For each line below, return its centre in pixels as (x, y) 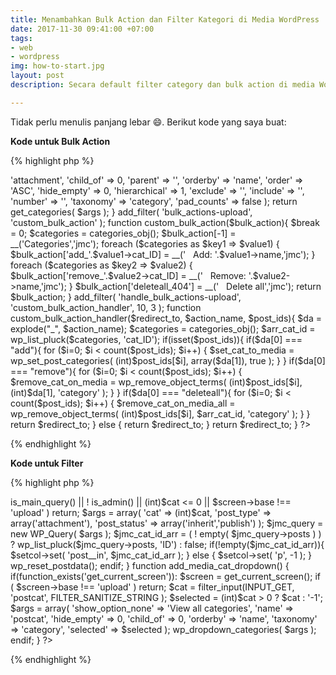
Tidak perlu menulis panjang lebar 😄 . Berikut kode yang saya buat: (148, 122)
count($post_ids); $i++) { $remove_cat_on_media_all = (123, 403)
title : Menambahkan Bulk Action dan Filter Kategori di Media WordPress (165, 19)
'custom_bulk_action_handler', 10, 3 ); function (106, 307)
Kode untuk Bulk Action (60, 141)
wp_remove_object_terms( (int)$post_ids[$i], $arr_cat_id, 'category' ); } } (160, 413)
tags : (21, 38)
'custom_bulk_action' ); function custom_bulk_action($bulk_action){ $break (165, 222)
